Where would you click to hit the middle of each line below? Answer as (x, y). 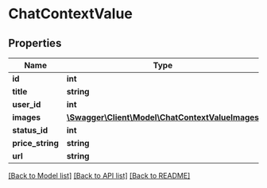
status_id (30, 130)
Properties (35, 43)
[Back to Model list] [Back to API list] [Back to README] (99, 176)
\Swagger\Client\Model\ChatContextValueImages (163, 117)
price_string (36, 143)
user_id (27, 104)
